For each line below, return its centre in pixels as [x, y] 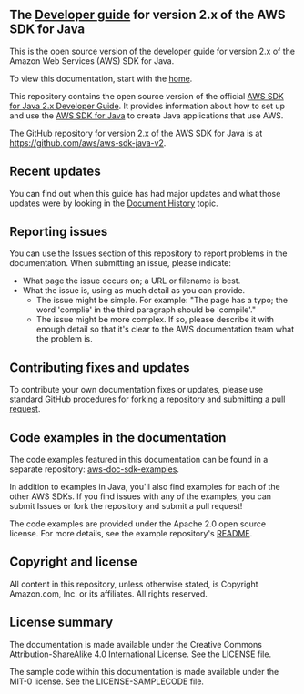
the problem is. [64, 339]
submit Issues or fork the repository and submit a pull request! [126, 506]
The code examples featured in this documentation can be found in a [139, 460]
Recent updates [56, 172]
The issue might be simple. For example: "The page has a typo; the [162, 301]
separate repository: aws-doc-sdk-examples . [95, 469]
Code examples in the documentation [118, 438]
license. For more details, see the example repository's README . [131, 534]
